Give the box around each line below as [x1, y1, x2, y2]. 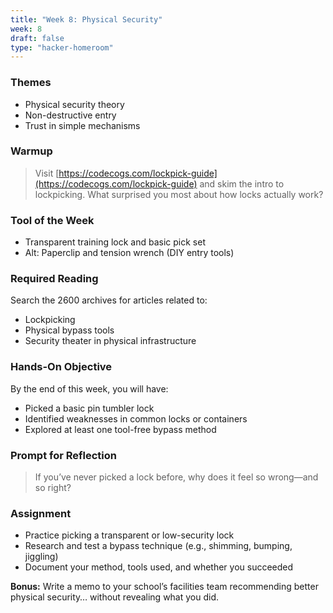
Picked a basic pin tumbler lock [24, 402, 155, 414]
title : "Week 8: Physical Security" [10, 14, 163, 25]
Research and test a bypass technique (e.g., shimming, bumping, [24, 540, 293, 552]
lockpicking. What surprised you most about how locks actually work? [34, 188, 324, 200]
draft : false [10, 33, 65, 43]
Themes [10, 76, 52, 90]
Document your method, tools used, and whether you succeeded [24, 561, 294, 573]
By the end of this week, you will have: [10, 382, 169, 395]
